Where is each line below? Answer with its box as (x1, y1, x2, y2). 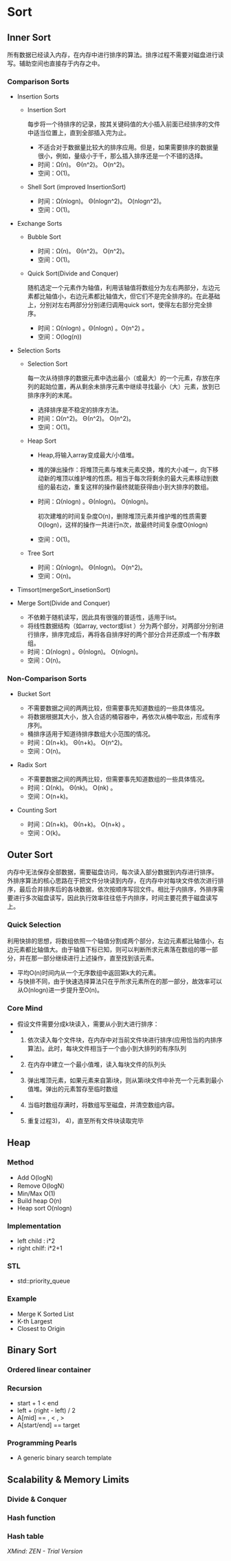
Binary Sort (7, 1344, 57, 1356)
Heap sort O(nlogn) (16, 1204, 72, 1212)
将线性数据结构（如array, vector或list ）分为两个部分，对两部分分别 (27, 622, 218, 630)
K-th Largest (16, 1317, 53, 1326)
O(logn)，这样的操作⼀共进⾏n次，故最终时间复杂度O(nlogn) (37, 521, 208, 529)
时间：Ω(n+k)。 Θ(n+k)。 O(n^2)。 (27, 738, 126, 746)
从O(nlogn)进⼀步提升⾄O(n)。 (16, 985, 103, 994)
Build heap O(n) (16, 1196, 62, 1205)
